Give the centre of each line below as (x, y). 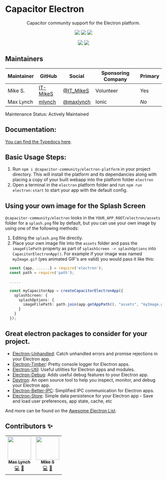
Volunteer (107, 90)
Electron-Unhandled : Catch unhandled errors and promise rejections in (85, 353)
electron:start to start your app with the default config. (70, 190)
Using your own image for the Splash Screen (75, 206)
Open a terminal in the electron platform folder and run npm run (77, 185)
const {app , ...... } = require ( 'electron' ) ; (56, 268)
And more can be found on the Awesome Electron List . (61, 411)
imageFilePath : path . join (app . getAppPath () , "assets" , (81, 305)
